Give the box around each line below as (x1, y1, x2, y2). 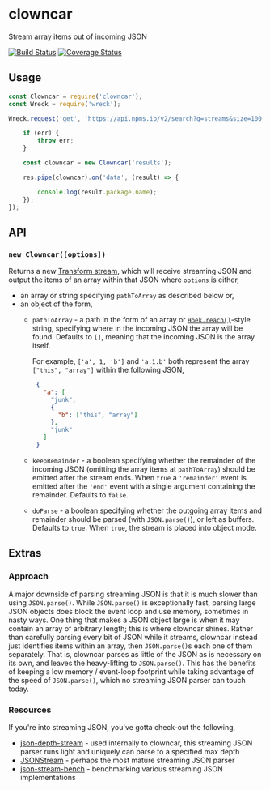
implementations (19, 772, 76, 782)
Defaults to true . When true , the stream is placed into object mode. (32, 523, 257, 532)
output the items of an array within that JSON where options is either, (8, 275, 240, 284)
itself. (32, 341, 51, 351)
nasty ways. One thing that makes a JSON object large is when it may (8, 615, 240, 625)
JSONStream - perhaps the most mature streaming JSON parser (19, 755, 235, 765)
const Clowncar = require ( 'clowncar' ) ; (8, 92, 143, 100)
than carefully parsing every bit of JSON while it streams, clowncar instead (8, 632, 258, 642)
